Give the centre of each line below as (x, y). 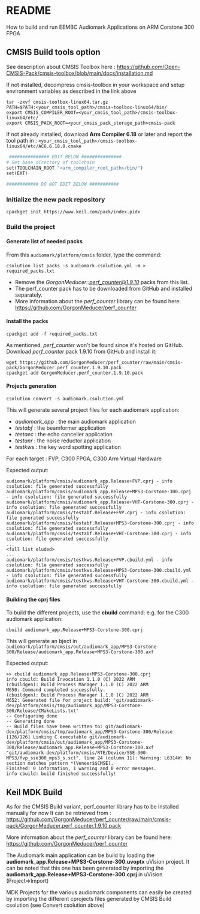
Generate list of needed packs (44, 241)
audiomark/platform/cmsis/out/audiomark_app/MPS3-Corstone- (83, 647)
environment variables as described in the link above (71, 91)
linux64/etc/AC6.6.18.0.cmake (44, 146)
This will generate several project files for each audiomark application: (93, 410)
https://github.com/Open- (149, 67)
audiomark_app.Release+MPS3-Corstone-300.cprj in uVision (84, 874)
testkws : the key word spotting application (68, 447)
